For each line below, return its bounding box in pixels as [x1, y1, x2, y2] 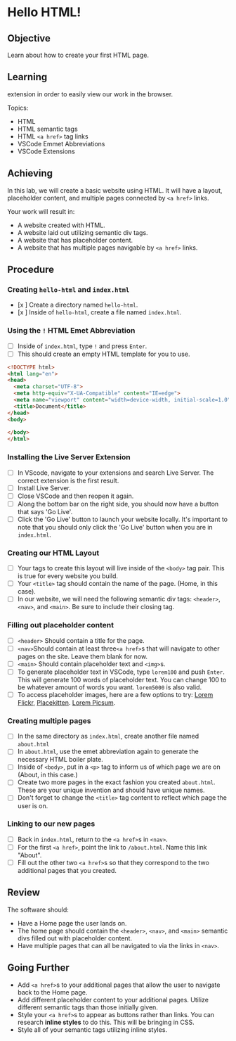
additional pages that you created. [17, 867, 117, 875]
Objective [7, 32, 51, 44]
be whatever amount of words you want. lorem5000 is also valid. [17, 683, 202, 691]
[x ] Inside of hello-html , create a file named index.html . [17, 308, 182, 317]
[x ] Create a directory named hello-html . [17, 300, 138, 309]
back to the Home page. [17, 988, 88, 996]
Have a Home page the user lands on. [17, 919, 127, 927]
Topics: [7, 103, 29, 112]
